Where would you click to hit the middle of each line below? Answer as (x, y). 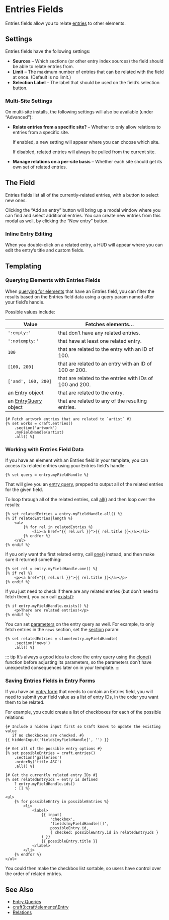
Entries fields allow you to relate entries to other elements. (65, 23)
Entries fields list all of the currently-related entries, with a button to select (82, 195)
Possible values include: (30, 312)
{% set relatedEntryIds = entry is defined (52, 780)
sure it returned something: (33, 560)
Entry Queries (27, 902)
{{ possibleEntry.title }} (69, 841)
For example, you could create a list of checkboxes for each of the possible (83, 712)
